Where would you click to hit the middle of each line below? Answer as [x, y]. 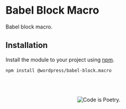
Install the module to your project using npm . [60, 59]
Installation [27, 45]
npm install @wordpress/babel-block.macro [59, 70]
